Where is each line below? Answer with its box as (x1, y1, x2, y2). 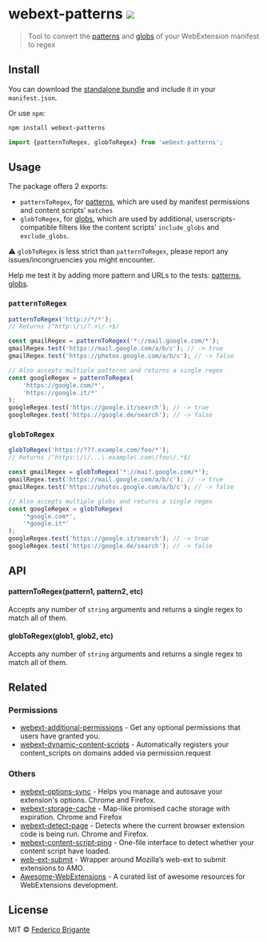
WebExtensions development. (19, 880, 118, 889)
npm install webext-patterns (8, 123, 106, 132)
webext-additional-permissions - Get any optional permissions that (19, 723, 241, 732)
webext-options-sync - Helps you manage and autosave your (19, 786, 223, 796)
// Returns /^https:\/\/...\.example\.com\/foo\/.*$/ (8, 454, 192, 462)
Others (8, 768, 36, 780)
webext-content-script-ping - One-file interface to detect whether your (19, 837, 254, 847)
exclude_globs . (19, 231, 70, 241)
